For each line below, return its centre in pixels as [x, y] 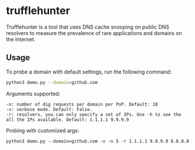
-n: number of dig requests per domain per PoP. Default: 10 [82, 104]
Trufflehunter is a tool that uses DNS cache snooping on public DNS [88, 27]
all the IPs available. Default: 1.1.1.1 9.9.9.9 [68, 120]
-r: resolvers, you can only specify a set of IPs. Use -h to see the [94, 114]
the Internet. [21, 39]
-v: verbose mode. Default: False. [49, 109]
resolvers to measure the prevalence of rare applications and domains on [94, 33]
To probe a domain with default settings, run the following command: [89, 72]
